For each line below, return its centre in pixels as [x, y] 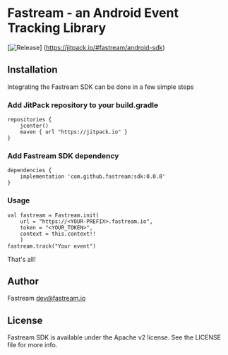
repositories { [30, 120]
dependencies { [30, 171]
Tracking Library [57, 28]
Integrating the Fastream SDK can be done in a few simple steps [101, 87]
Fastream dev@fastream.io [47, 299]
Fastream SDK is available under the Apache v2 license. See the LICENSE [114, 337]
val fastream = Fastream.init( [53, 215]
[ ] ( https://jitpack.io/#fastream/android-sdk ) [86, 47]
